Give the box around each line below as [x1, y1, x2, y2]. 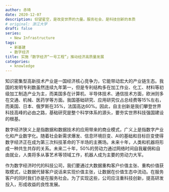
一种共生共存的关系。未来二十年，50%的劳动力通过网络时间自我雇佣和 [9, 146, 156, 152]
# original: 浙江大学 [5, 21, 48, 27]
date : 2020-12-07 [5, 12, 42, 17]
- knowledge [10, 63, 35, 69]
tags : [5, 40, 17, 45]
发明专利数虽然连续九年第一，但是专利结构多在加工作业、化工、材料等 [14, 84, 159, 91]
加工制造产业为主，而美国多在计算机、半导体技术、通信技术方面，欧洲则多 [9, 91, 164, 97]
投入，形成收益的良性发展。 [5, 181, 63, 187]
